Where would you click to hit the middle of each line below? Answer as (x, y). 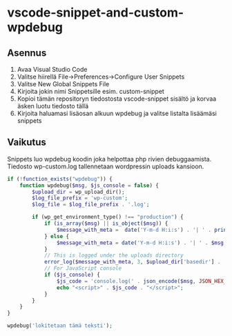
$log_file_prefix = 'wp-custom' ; (80, 198)
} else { (57, 236)
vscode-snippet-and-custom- (96, 13)
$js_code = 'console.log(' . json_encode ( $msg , (126, 281)
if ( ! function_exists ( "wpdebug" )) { (60, 179)
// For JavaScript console (83, 268)
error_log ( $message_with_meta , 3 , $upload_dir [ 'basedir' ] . (132, 262)
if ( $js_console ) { (72, 275)
